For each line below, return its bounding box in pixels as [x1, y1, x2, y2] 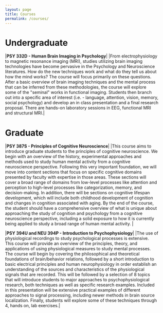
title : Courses [5, 12, 36, 17]
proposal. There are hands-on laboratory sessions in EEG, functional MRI [5, 105, 151, 111]
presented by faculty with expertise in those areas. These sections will [5, 174, 146, 180]
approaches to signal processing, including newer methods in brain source [5, 293, 155, 298]
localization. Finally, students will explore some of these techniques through [5, 297, 157, 303]
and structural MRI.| [5, 110, 45, 116]
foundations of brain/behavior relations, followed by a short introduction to [5, 256, 154, 262]
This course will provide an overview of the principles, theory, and [5, 240, 138, 246]
